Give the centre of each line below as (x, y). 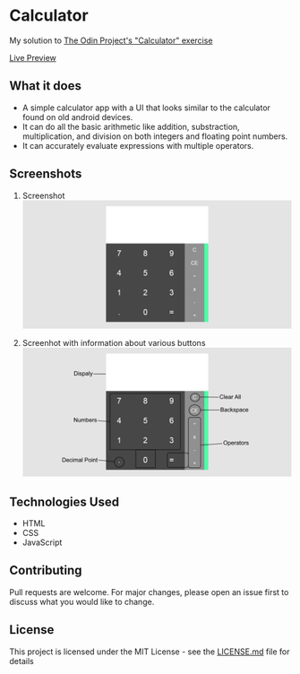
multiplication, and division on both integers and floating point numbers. (155, 136)
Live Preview (33, 57)
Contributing (46, 570)
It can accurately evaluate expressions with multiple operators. (138, 145)
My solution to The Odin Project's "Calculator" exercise (111, 40)
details (21, 661)
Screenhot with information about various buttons (114, 343)
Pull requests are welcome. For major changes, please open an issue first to (149, 592)
